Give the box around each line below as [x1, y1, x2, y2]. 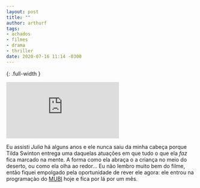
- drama [6, 43, 26, 49]
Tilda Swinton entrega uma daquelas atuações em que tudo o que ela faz [6, 150, 187, 157]
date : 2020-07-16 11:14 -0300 [6, 53, 82, 59]
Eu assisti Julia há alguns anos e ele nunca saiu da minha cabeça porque [6, 143, 187, 150]
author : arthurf [6, 20, 47, 26]
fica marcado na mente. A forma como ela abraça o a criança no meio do [6, 156, 187, 163]
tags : [6, 25, 20, 32]
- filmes [6, 37, 28, 43]
